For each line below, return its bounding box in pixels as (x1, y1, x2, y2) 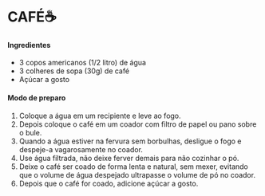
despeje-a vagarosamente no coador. (18, 144, 143, 154)
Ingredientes (7, 40, 51, 49)
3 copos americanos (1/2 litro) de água (18, 58, 147, 68)
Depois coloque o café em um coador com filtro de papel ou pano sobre (18, 119, 257, 129)
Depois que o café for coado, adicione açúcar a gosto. (18, 178, 199, 188)
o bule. (18, 127, 42, 137)
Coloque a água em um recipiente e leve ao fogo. (18, 111, 181, 120)
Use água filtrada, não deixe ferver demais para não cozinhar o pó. (18, 153, 239, 163)
